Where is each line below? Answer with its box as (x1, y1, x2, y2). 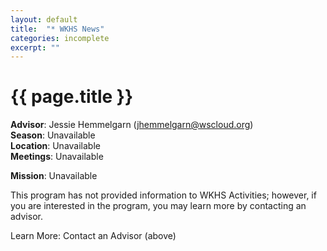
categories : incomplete (10, 33, 110, 43)
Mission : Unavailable (10, 170, 98, 182)
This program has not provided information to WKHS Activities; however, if (10, 189, 317, 201)
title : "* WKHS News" (10, 24, 105, 34)
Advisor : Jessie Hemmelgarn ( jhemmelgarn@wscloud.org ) (10, 119, 254, 131)
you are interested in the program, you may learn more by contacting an (10, 200, 307, 212)
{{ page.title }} (10, 86, 134, 108)
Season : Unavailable (10, 129, 96, 141)
